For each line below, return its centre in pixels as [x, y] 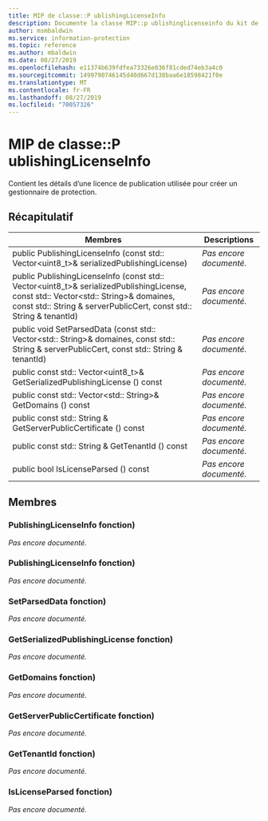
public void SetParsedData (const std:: [84, 329]
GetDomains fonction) [52, 678]
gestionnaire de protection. [53, 192]
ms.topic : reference [43, 46]
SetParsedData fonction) [57, 601]
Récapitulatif [41, 217]
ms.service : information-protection [69, 38]
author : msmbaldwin [41, 30]
